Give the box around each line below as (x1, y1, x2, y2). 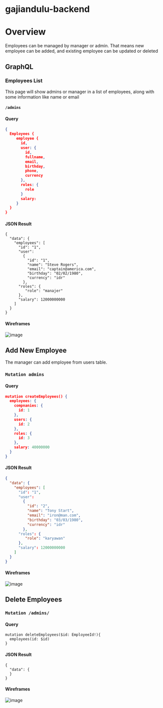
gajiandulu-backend (5, 3, 90, 15)
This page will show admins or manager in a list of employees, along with (5, 89, 155, 95)
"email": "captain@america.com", (27, 267, 97, 272)
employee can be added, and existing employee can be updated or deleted (5, 48, 159, 54)
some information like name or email (5, 94, 79, 100)
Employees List (5, 77, 43, 84)
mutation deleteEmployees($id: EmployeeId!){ (5, 632, 101, 637)
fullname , (25, 154, 46, 160)
